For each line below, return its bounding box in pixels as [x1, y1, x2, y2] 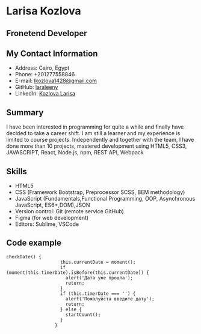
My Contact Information [6, 48, 98, 58]
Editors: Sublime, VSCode [14, 220, 79, 228]
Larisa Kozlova [6, 4, 81, 18]
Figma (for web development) [14, 214, 89, 222]
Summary [6, 107, 44, 118]
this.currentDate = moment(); [60, 259, 136, 265]
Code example [6, 238, 62, 248]
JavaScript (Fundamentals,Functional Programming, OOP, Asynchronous [14, 195, 196, 202]
